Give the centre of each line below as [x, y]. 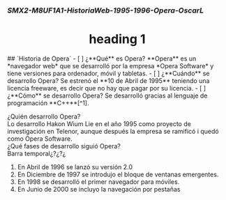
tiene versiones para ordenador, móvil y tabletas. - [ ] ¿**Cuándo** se [108, 73]
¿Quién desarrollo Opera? [44, 116]
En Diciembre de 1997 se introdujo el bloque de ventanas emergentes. [118, 174]
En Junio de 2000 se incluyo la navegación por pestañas [99, 189]
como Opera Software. [40, 139]
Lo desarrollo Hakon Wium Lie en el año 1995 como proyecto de [99, 123]
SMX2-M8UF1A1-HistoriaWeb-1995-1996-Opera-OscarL [106, 10]
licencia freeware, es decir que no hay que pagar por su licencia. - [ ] [107, 88]
